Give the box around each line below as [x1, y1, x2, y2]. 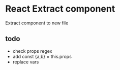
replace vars [12, 59, 39, 65]
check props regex [12, 48, 52, 54]
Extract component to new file [5, 20, 69, 26]
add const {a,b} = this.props [12, 53, 72, 59]
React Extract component [5, 3, 115, 15]
